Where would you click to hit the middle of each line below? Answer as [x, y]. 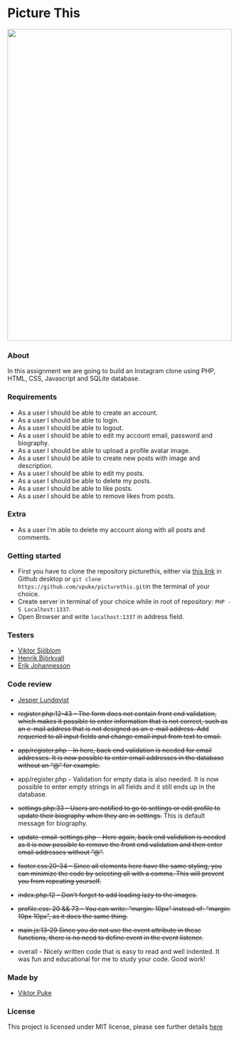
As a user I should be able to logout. [70, 427]
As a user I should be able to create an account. [88, 412]
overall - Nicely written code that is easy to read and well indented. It [118, 951]
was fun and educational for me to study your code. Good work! [111, 959]
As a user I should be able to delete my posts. [84, 481]
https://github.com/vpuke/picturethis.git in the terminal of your [113, 586]
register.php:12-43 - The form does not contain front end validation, [117, 713]
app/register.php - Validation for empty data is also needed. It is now [118, 779]
